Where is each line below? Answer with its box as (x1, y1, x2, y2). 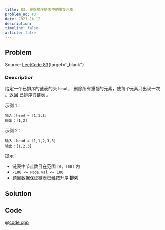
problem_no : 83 (5, 12, 36, 17)
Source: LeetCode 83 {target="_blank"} (5, 61, 85, 67)
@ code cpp (5, 219, 29, 225)
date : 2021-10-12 (5, 16, 41, 21)
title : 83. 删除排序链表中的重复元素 (5, 7, 74, 12)
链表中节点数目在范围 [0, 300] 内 (12, 163, 80, 169)
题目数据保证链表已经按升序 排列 (12, 175, 79, 181)
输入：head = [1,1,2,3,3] (5, 139, 56, 144)
